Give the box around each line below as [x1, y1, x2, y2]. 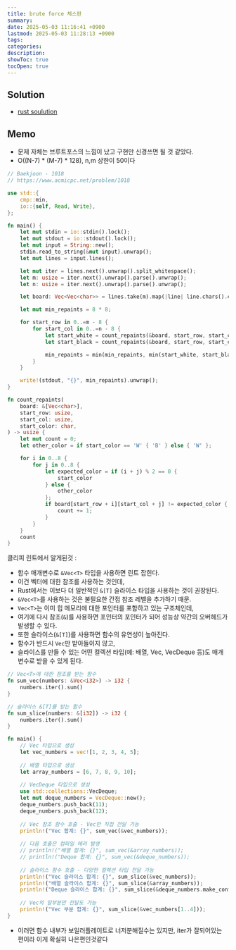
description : [7, 50, 46, 57]
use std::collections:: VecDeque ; [20, 788, 118, 795]
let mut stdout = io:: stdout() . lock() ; [20, 235, 137, 242]
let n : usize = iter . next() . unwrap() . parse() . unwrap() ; [20, 280, 188, 288]
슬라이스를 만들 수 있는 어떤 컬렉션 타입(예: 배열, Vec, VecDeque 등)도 [17, 648, 211, 656]
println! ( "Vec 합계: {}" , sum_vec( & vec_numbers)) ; [20, 827, 169, 834]
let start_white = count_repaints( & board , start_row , [44, 332, 206, 339]
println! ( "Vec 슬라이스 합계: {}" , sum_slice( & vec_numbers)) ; [20, 873, 197, 880]
